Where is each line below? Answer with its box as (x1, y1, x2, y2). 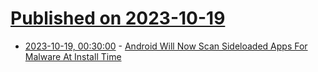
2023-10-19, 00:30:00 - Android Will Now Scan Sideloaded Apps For (24, 40, 308, 52)
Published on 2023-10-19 (10, 7, 226, 30)
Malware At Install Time (24, 50, 122, 62)
